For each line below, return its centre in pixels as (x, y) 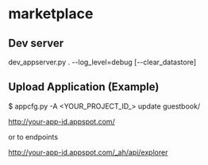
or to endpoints (33, 136)
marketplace (51, 14)
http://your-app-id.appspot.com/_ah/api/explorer (88, 152)
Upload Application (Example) (84, 87)
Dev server (36, 43)
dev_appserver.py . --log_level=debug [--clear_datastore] (102, 62)
